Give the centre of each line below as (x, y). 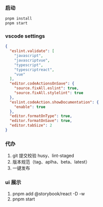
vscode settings (25, 36)
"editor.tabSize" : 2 (31, 125)
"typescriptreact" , (34, 69)
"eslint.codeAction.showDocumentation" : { (54, 102)
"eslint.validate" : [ (32, 51)
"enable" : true (30, 107)
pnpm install (19, 18)
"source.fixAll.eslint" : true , (47, 88)
